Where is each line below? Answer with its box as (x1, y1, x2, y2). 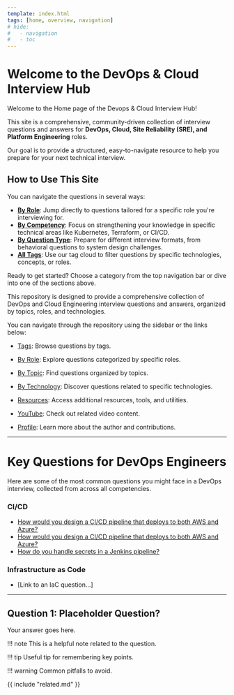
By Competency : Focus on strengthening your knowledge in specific (17, 221, 216, 229)
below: (7, 328, 26, 336)
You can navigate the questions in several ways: (7, 192, 146, 200)
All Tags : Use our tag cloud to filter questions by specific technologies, (17, 250, 221, 258)
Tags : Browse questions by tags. (17, 342, 111, 350)
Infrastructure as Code (7, 565, 86, 575)
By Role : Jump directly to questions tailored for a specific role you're (17, 205, 214, 214)
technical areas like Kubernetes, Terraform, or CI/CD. (17, 228, 170, 236)
